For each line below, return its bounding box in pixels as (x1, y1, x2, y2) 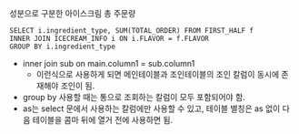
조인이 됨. (60, 80, 95, 91)
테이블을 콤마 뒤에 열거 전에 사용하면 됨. (32, 115, 174, 125)
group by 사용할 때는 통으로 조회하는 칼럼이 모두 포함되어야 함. (22, 92, 245, 102)
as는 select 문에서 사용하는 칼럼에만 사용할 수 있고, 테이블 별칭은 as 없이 (22, 103, 281, 114)
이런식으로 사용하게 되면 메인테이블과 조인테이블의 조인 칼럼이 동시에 (35, 69, 280, 79)
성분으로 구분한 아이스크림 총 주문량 (9, 8, 136, 18)
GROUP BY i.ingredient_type (9, 42, 116, 51)
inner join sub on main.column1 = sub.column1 (22, 58, 195, 68)
